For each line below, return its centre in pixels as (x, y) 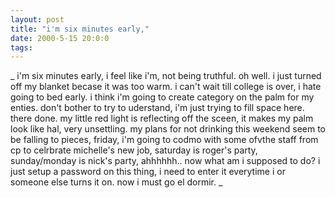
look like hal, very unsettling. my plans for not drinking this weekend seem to (168, 129)
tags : (21, 47)
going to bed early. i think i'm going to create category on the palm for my (162, 97)
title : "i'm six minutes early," (80, 29)
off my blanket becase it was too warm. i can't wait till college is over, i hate (166, 87)
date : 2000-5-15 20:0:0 (60, 38)
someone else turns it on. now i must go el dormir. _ (116, 182)
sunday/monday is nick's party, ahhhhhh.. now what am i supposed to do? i (165, 161)
